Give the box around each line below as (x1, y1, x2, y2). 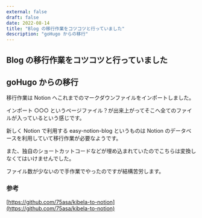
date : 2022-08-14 (6, 20, 50, 26)
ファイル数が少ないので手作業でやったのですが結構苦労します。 (6, 168, 165, 175)
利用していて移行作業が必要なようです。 (22, 135, 122, 142)
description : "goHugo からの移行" (6, 31, 89, 37)
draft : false (6, 14, 39, 20)
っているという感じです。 (22, 115, 85, 122)
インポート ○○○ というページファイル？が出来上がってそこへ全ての (6, 107, 177, 114)
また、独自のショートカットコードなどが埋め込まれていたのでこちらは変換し (6, 148, 197, 155)
